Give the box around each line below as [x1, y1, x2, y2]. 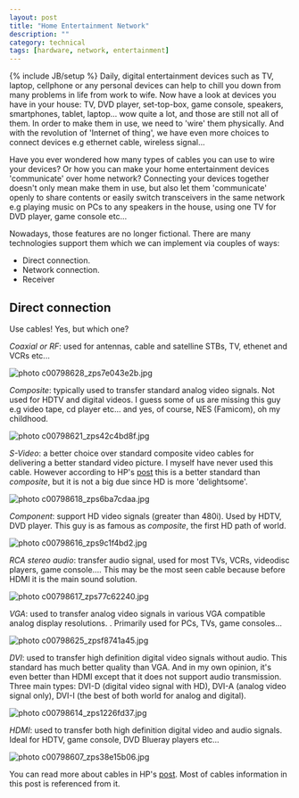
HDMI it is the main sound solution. [9, 573, 138, 584]
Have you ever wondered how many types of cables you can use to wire [9, 154, 275, 165]
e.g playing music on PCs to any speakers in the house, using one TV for [9, 202, 277, 212]
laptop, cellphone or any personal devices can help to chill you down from [9, 80, 281, 91]
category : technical [9, 37, 87, 47]
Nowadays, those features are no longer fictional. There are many [9, 228, 252, 239]
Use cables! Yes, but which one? [9, 323, 129, 334]
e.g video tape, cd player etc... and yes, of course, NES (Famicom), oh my [9, 403, 281, 415]
